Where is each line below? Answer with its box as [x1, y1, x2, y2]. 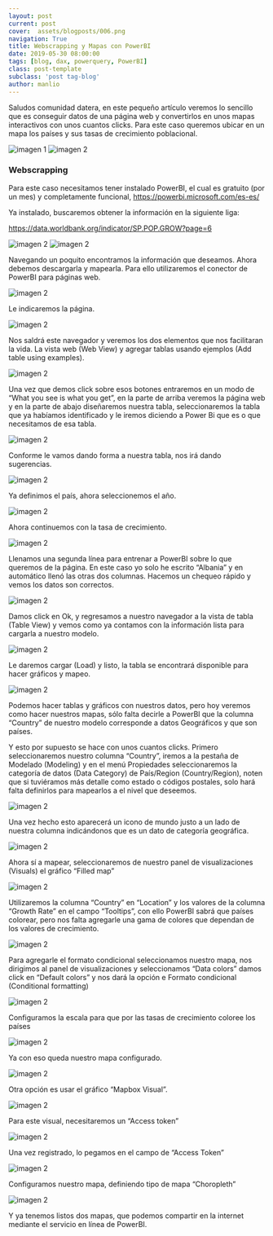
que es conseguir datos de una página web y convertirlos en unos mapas [8, 111, 255, 121]
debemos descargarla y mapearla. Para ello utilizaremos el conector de [8, 263, 249, 273]
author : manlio [8, 80, 60, 88]
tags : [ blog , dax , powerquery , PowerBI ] [8, 58, 148, 66]
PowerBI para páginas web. [8, 272, 101, 282]
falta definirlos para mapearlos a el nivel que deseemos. [8, 785, 197, 795]
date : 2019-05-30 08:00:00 [8, 50, 100, 58]
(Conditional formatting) [8, 981, 90, 991]
